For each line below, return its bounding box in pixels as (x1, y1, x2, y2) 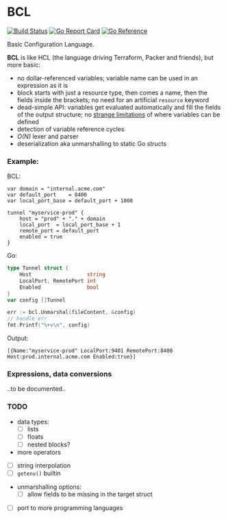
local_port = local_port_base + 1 (19, 221, 121, 228)
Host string (19, 271, 106, 278)
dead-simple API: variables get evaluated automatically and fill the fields (16, 103, 221, 111)
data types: (16, 418, 49, 426)
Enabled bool (19, 284, 99, 291)
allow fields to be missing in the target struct (27, 490, 153, 498)
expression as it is (16, 81, 68, 89)
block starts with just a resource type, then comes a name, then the (16, 88, 207, 97)
